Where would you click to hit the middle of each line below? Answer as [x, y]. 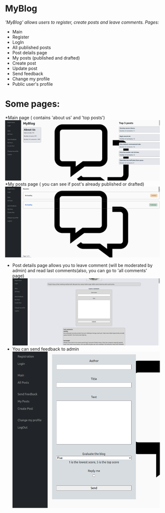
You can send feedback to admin [46, 349]
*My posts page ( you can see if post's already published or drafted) [75, 184]
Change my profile [31, 79]
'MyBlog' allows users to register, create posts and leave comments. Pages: [82, 22]
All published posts [31, 47]
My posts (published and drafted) [46, 58]
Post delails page [30, 53]
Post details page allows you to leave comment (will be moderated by [82, 265]
